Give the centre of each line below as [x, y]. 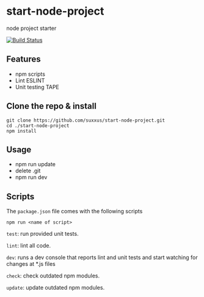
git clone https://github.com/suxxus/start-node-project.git [86, 120]
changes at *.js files [31, 264]
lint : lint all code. [28, 246]
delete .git [28, 171]
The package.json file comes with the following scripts [75, 211]
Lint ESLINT [30, 80]
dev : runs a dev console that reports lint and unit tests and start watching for [102, 257]
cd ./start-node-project [38, 126]
